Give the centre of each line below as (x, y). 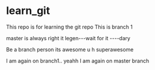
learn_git (28, 11)
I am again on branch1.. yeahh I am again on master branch (77, 61)
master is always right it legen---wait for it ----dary (68, 38)
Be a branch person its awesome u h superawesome (70, 49)
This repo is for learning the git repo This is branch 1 (69, 27)
